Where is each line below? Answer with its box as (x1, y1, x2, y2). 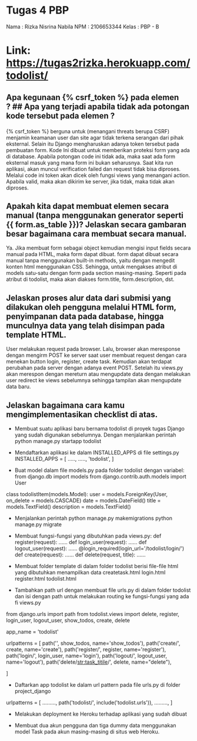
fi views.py (14, 599, 41, 606)
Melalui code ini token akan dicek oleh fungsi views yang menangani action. (6, 172, 191, 179)
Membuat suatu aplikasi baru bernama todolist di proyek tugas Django (14, 425, 185, 432)
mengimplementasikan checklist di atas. (6, 409, 158, 419)
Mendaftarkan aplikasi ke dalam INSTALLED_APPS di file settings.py (14, 449, 179, 456)
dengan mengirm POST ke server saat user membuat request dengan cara (6, 352, 187, 359)
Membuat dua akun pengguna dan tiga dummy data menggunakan (14, 722, 176, 729)
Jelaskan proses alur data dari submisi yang (6, 293, 171, 303)
